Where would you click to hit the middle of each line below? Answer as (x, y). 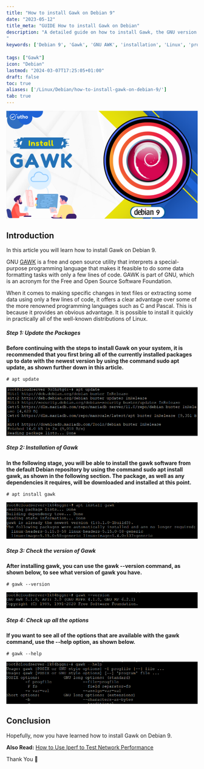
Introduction (30, 235)
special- (169, 262)
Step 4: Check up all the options (48, 620)
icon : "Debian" (25, 64)
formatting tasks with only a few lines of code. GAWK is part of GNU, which (100, 275)
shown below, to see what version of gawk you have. (74, 572)
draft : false (23, 77)
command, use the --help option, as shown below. (71, 642)
